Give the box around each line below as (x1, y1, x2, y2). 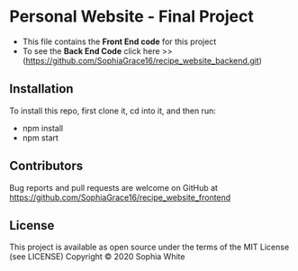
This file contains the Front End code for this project (22, 36, 217, 47)
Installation (9, 81, 74, 96)
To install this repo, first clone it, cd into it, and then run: (9, 105, 216, 116)
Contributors (9, 158, 84, 174)
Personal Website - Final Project (9, 6, 254, 27)
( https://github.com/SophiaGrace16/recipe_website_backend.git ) (22, 55, 263, 66)
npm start (22, 132, 59, 143)
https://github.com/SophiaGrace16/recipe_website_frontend (9, 192, 231, 203)
